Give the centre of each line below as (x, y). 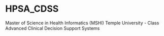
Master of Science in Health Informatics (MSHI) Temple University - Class (82, 23)
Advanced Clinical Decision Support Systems (53, 28)
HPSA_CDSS (32, 9)
